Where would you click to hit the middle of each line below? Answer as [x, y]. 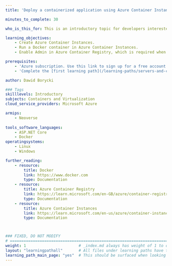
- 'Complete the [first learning [50, 71]
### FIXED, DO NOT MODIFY [33, 236]
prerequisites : [21, 62]
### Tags [15, 90]
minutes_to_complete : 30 [32, 19]
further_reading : [24, 160]
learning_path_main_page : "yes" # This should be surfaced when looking [86, 255]
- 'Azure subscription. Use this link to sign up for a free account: [91, 66]
